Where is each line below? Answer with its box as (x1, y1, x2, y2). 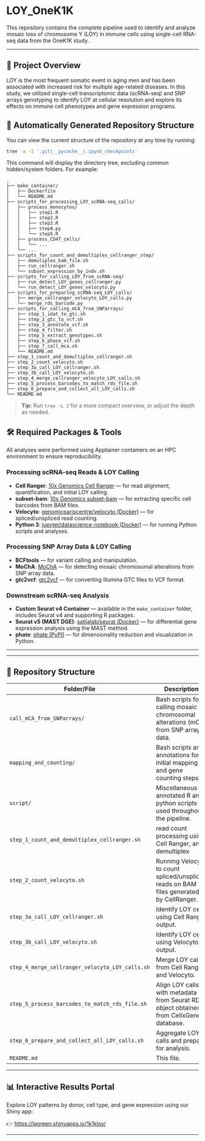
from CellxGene (156, 1011, 201, 1019)
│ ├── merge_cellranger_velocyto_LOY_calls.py (6, 295, 132, 301)
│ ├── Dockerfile (6, 188, 56, 194)
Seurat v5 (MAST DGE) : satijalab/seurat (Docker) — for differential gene (15, 618, 197, 625)
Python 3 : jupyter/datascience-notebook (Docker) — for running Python (15, 520, 197, 528)
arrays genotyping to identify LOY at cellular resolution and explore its (6, 96, 182, 103)
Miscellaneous (156, 783, 198, 792)
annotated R (156, 791, 191, 800)
